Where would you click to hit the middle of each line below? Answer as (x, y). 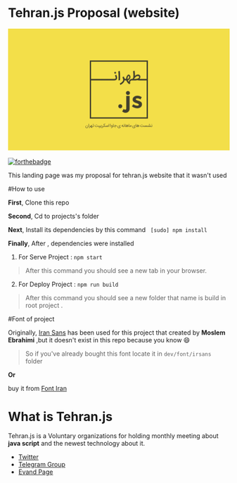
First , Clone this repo (39, 202)
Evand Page (36, 472)
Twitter (28, 457)
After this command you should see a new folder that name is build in (126, 297)
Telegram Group (42, 465)
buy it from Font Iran (38, 388)
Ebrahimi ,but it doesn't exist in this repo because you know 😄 (99, 340)
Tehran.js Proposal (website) (94, 13)
